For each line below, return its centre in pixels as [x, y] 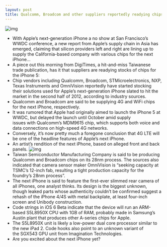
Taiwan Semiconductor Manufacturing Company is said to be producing [86, 154]
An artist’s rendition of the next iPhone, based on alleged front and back [86, 144]
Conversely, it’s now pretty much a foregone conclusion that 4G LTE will [86, 133]
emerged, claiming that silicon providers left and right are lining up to [83, 49]
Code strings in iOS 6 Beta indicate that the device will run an [75, 207]
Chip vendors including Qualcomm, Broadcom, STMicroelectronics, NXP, [87, 81]
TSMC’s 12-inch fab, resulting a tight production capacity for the [78, 170]
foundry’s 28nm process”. [39, 175]
